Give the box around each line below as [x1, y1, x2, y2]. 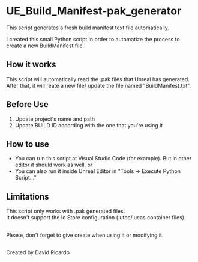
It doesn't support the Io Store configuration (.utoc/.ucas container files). [6, 214, 186, 221]
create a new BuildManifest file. [6, 42, 85, 49]
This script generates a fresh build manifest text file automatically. [6, 24, 170, 31]
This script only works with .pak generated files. [6, 207, 125, 215]
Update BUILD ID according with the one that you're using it [14, 121, 163, 129]
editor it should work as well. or [14, 161, 93, 169]
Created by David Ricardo [6, 248, 70, 256]
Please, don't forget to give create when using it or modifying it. [6, 231, 164, 239]
